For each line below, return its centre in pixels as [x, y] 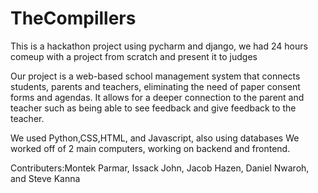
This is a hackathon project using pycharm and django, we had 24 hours [159, 46]
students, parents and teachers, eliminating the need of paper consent [155, 86]
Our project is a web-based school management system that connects [155, 76]
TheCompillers [73, 18]
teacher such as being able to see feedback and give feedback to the [153, 108]
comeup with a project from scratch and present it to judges [134, 56]
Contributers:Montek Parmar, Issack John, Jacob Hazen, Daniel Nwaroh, [160, 168]
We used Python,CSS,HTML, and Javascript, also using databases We [155, 138]
